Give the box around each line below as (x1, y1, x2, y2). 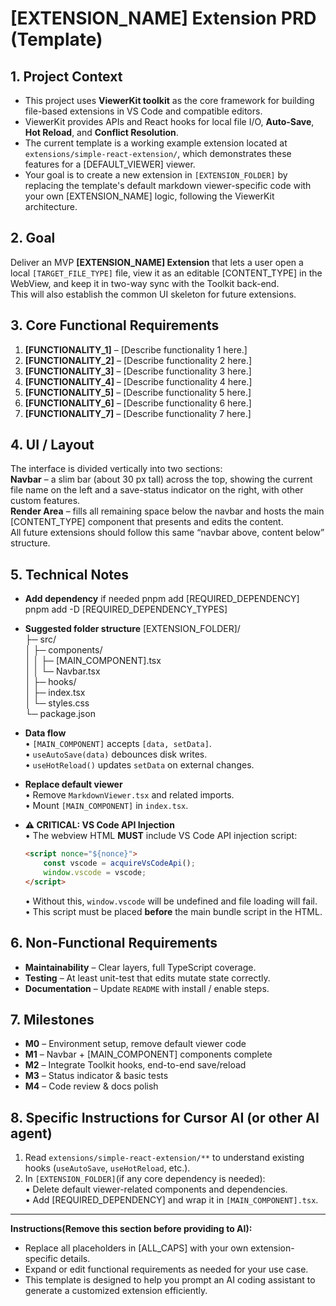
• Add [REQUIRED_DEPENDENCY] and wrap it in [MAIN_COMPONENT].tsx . (24, 1194, 319, 1206)
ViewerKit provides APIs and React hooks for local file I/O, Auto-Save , (24, 116, 315, 127)
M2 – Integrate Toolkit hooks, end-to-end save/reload (24, 1059, 247, 1071)
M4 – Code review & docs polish (24, 1080, 159, 1092)
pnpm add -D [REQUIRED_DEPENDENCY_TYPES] (24, 603, 228, 616)
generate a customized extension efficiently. (24, 1285, 208, 1297)
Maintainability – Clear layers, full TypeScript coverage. (24, 961, 257, 973)
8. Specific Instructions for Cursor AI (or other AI (10, 1109, 320, 1126)
